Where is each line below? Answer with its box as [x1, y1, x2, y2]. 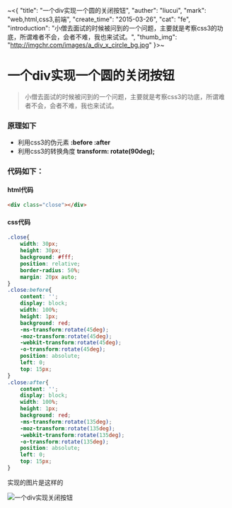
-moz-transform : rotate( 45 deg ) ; [20, 332, 112, 340]
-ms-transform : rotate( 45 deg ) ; [20, 326, 110, 333]
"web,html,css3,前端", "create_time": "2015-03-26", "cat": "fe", [7, 15, 191, 23]
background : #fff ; [20, 254, 74, 261]
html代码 [7, 185, 34, 193]
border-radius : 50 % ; [20, 266, 81, 274]
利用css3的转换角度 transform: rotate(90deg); [17, 147, 156, 156]
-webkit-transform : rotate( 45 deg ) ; [20, 339, 122, 346]
